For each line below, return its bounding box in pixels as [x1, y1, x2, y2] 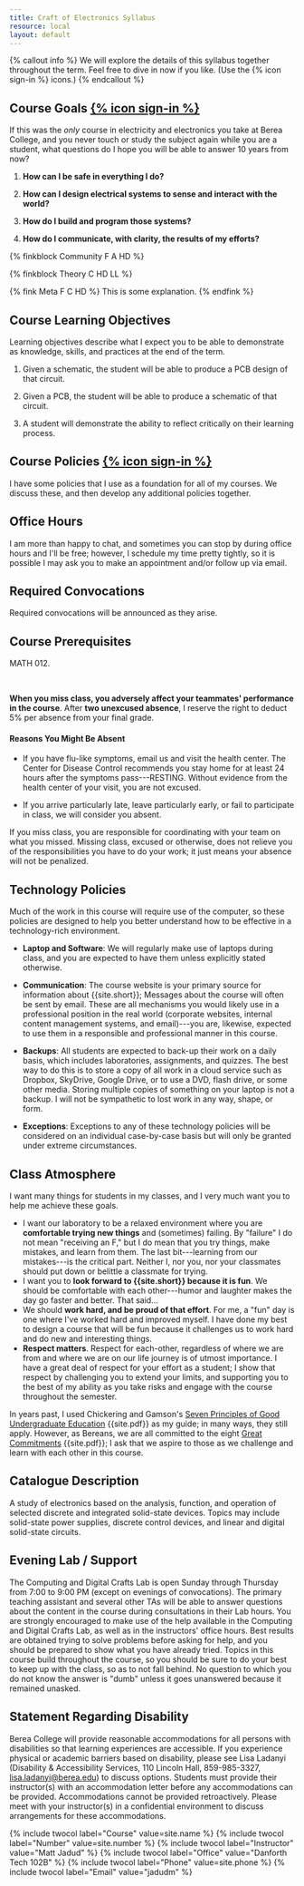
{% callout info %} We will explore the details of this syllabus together [9, 55, 270, 66]
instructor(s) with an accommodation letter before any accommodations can [9, 1781, 294, 1792]
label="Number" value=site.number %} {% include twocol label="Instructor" [9, 1837, 294, 1848]
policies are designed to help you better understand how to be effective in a [9, 916, 292, 927]
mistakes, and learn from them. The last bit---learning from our [22, 1247, 258, 1258]
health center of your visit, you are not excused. [22, 782, 202, 793]
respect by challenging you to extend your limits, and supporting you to [22, 1372, 289, 1383]
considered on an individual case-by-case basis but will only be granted [22, 1131, 292, 1142]
